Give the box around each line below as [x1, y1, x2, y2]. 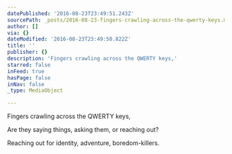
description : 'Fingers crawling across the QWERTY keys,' [7, 55, 177, 62]
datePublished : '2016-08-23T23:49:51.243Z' [7, 10, 135, 17]
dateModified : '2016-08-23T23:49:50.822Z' [7, 36, 131, 43]
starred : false [7, 61, 51, 68]
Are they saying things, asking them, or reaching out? [7, 126, 159, 134]
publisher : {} [7, 49, 48, 56]
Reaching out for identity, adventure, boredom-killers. [7, 139, 160, 147]
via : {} [7, 29, 30, 37]
